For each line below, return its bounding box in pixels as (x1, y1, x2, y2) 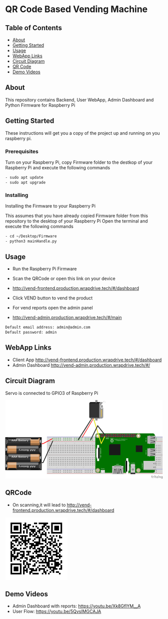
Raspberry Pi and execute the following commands (5, 164, 110, 170)
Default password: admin (5, 330, 57, 335)
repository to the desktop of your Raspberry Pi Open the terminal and (5, 218, 148, 224)
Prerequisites (5, 148, 38, 155)
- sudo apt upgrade (5, 180, 46, 185)
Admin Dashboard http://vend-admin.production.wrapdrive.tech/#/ (12, 362, 150, 368)
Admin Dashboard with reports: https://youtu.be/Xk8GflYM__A (12, 603, 141, 609)
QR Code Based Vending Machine (5, 4, 148, 15)
